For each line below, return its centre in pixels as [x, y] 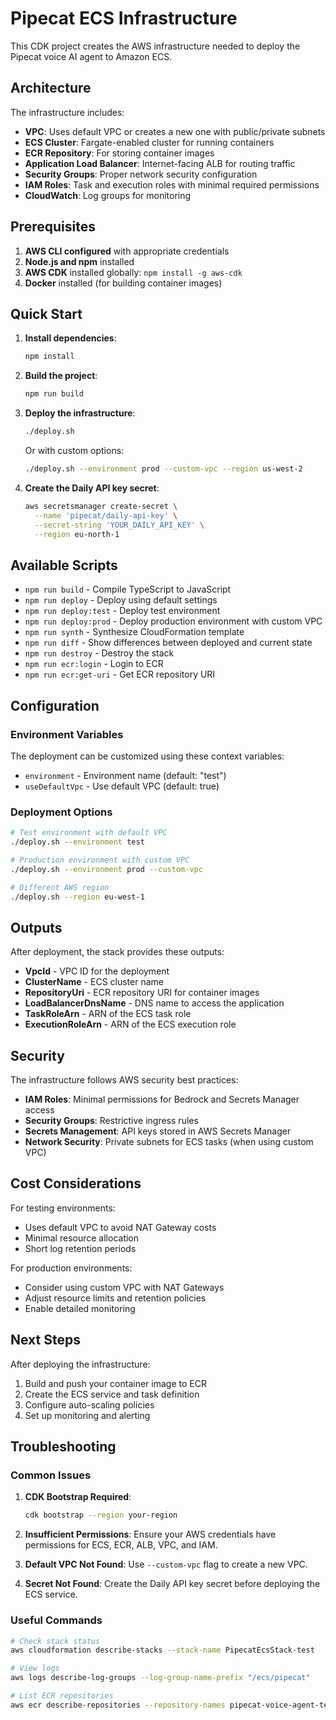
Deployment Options [61, 812]
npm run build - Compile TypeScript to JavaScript [128, 589]
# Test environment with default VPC [89, 833]
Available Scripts [64, 565]
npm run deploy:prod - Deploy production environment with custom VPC [173, 621]
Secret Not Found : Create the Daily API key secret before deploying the [172, 1584]
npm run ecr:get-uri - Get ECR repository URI [120, 674]
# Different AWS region [60, 887]
